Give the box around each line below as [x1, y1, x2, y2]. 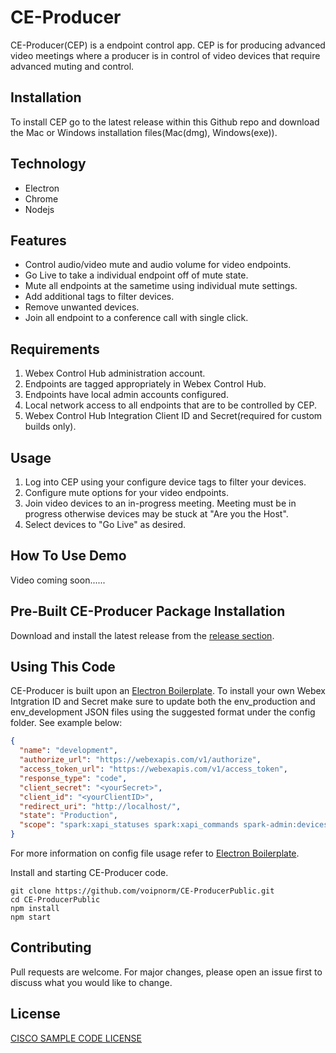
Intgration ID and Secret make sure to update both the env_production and [10, 696, 316, 708]
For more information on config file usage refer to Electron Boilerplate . [10, 847, 300, 860]
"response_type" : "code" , [19, 773, 128, 783]
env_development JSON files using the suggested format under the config [10, 706, 316, 718]
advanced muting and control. [10, 60, 135, 72]
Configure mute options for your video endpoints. [24, 487, 229, 498]
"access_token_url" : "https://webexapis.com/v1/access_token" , [19, 764, 288, 775]
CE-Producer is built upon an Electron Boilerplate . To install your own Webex [10, 685, 327, 697]
